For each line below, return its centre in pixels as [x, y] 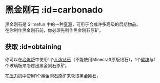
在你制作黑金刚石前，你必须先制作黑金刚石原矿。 [54, 30]
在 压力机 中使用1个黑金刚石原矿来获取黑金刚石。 [53, 76]
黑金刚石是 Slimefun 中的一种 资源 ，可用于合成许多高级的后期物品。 [73, 24]
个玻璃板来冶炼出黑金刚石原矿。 [37, 65]
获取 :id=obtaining [33, 47]
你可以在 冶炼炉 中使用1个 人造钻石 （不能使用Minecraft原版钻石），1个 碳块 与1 [80, 59]
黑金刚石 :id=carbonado [54, 10]
